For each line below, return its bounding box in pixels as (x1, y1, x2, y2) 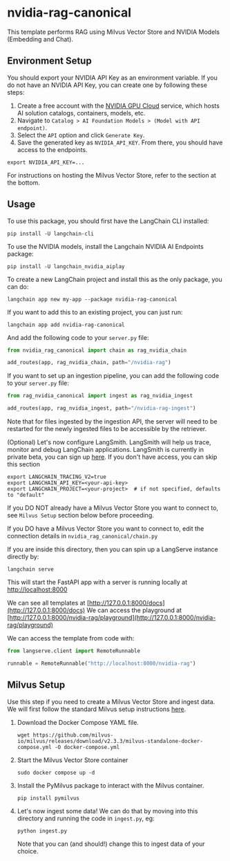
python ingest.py (17, 827, 68, 834)
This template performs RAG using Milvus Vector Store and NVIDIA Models (7, 28, 220, 36)
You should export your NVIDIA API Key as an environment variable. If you (7, 73, 218, 82)
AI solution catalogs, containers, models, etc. (17, 108, 146, 117)
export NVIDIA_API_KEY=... (7, 159, 85, 166)
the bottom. (7, 178, 40, 187)
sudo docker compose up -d (17, 769, 95, 776)
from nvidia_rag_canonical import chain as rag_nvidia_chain (7, 347, 187, 354)
